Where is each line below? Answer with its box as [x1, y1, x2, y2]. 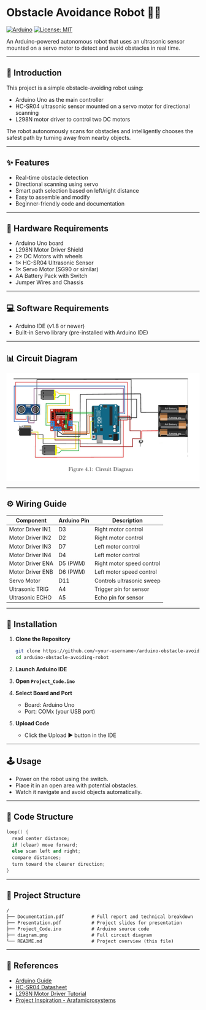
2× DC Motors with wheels [15, 253, 83, 260]
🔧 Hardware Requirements [6, 223, 109, 234]
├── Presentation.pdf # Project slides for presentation [6, 920, 183, 926]
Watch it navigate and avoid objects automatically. [15, 788, 142, 795]
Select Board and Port [15, 690, 72, 697]
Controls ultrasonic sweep [94, 577, 161, 584]
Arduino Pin [58, 517, 90, 524]
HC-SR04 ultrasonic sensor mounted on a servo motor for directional [15, 102, 190, 110]
